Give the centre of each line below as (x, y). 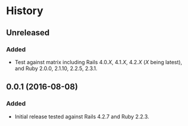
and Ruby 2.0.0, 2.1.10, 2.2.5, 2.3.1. (56, 68)
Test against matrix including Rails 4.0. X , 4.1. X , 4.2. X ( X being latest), (98, 62)
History (25, 11)
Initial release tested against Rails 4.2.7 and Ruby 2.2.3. (82, 117)
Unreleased (28, 33)
